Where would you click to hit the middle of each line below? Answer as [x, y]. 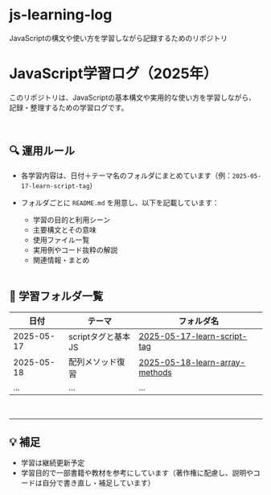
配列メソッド [93, 361]
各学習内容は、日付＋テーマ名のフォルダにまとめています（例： [126, 175]
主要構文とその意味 [65, 229]
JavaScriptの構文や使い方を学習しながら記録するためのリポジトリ [119, 38]
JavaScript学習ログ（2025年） [113, 74]
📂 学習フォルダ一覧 [56, 297]
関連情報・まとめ [61, 260]
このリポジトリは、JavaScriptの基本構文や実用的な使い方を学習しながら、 [133, 97]
